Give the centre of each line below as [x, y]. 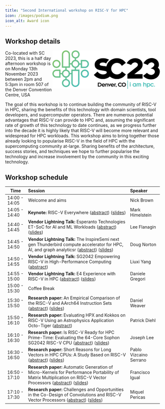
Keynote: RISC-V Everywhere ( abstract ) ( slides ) [77, 212]
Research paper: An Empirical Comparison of [74, 298]
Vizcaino [139, 355]
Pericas [138, 397]
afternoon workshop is [28, 63]
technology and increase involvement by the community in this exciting [77, 157]
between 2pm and [24, 79]
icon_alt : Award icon [27, 21]
